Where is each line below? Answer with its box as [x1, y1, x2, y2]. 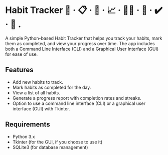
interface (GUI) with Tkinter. [12, 105, 70, 111]
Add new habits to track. [12, 79, 64, 85]
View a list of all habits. [12, 89, 60, 96]
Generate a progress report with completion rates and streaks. [12, 95, 141, 101]
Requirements [5, 120, 50, 129]
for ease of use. [5, 51, 38, 57]
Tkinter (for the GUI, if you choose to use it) [12, 139, 103, 145]
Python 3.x [12, 133, 35, 139]
